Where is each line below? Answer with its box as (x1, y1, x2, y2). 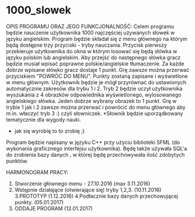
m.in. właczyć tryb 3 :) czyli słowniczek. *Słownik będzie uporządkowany (6, 109, 183, 117)
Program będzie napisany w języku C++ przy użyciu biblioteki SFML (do (6, 139, 180, 146)
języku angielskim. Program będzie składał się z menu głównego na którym (6, 35, 187, 42)
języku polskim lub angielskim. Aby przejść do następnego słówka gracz (6, 54, 181, 61)
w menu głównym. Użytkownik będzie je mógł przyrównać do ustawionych (6, 78, 187, 85)
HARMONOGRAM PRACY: (6, 168, 69, 175)
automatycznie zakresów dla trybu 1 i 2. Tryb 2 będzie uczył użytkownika (6, 85, 183, 92)
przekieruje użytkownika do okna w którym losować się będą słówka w (6, 47, 177, 54)
